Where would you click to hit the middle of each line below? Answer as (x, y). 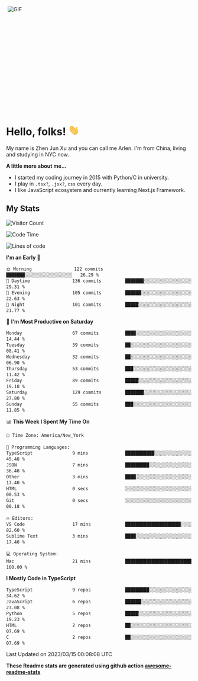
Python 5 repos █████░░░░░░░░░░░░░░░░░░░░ (99, 613)
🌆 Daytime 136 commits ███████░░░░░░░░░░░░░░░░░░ (99, 281)
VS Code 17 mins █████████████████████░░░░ (99, 524)
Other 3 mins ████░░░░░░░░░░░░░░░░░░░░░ (99, 477)
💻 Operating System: (33, 554)
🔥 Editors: (20, 518)
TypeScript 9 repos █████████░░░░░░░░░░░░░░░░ (99, 590)
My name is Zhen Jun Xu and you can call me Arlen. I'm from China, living (96, 148)
